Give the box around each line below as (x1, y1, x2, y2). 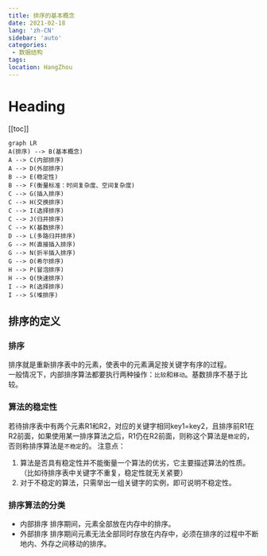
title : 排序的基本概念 (8, 11, 75, 20)
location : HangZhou (8, 64, 73, 71)
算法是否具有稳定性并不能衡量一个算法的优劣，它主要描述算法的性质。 (19, 458, 250, 467)
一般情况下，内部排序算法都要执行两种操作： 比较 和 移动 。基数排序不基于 (8, 370, 241, 380)
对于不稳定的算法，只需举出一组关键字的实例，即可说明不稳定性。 (19, 477, 236, 487)
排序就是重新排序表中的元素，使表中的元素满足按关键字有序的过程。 (8, 360, 231, 369)
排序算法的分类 (8, 500, 66, 511)
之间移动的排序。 (54, 539, 111, 548)
